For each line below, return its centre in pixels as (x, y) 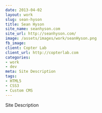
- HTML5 (14, 81)
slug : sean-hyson (24, 19)
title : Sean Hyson (25, 24)
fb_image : (16, 43)
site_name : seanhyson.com (33, 29)
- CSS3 (12, 86)
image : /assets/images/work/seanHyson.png (51, 39)
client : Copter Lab (26, 48)
